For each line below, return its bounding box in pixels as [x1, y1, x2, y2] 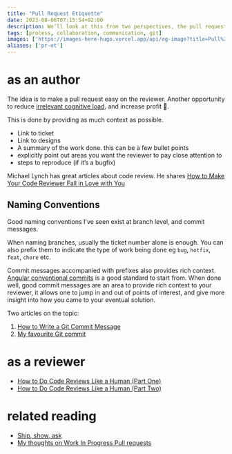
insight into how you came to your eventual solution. [7, 295, 155, 304]
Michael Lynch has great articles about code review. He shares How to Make [7, 171, 225, 180]
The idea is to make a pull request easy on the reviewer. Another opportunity [7, 95, 226, 103]
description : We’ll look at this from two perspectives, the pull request [7, 23, 227, 30]
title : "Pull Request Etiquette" [7, 10, 104, 17]
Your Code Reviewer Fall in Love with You [7, 179, 126, 187]
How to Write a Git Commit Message [17, 322, 121, 330]
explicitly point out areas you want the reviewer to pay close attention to [17, 151, 222, 159]
